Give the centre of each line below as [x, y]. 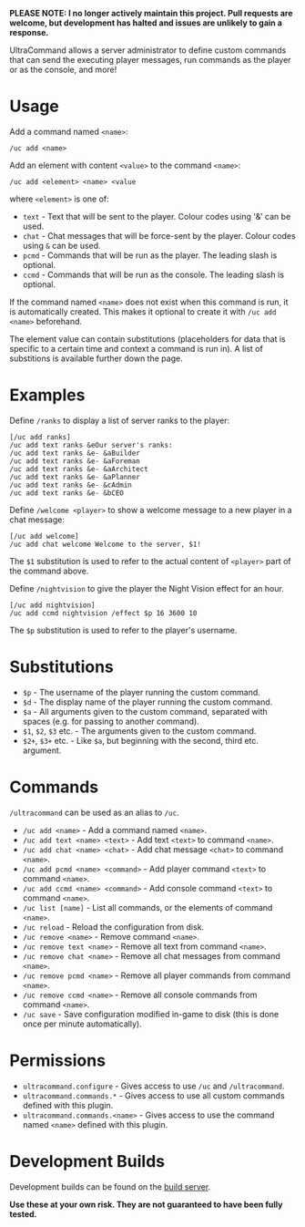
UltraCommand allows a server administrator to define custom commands [148, 50]
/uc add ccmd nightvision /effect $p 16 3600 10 [103, 613]
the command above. [49, 571]
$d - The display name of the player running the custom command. [147, 702]
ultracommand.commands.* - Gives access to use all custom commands [153, 1095]
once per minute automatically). [82, 1024]
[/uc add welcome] [44, 536]
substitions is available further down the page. [97, 358]
